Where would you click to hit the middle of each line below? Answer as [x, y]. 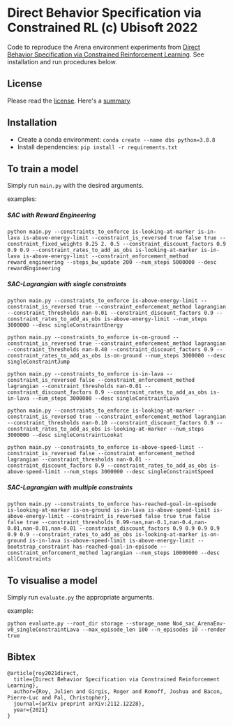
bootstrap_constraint [39, 547]
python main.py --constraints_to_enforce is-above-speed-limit [101, 447]
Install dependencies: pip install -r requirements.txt [97, 147]
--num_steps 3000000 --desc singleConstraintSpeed [138, 472]
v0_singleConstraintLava [43, 630]
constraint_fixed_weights [45, 244]
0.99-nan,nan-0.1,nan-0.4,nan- [162, 523]
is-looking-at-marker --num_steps [154, 429]
